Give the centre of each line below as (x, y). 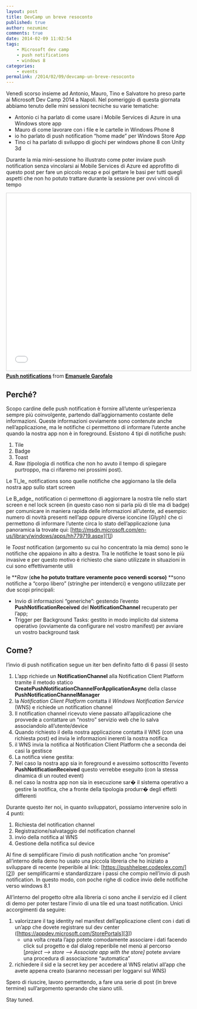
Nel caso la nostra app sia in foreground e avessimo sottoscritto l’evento (101, 763)
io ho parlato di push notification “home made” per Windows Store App (100, 136)
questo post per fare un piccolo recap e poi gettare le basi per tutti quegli (94, 172)
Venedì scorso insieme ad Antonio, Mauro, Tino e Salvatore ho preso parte (96, 94)
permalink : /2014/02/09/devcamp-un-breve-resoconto (70, 77)
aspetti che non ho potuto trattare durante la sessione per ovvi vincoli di (93, 179)
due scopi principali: (31, 590)
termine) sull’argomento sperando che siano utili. (65, 988)
